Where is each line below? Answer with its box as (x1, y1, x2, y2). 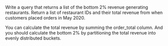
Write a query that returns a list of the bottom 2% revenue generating (5, 4, 148, 10)
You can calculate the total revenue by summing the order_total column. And (5, 24, 163, 30)
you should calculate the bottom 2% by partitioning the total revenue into (5, 30, 156, 35)
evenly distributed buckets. (5, 35, 62, 41)
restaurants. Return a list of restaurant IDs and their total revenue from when (5, 9, 163, 15)
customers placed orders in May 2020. (5, 15, 85, 20)
